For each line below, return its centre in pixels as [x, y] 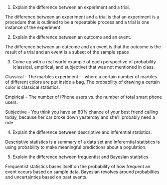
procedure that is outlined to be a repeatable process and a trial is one [77, 22]
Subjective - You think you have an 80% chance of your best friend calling [82, 112]
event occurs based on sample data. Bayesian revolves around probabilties [82, 172]
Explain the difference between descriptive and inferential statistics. [82, 132]
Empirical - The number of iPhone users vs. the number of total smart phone [83, 97]
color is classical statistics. [33, 87]
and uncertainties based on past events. [46, 177]
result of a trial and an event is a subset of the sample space [67, 52]
